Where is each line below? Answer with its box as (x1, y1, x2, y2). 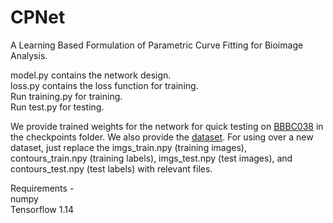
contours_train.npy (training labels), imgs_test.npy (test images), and (10, 152, 293, 164)
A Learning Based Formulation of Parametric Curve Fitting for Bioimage (10, 39, 304, 51)
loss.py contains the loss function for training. (10, 79, 199, 91)
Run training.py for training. (10, 90, 123, 102)
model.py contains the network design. (10, 69, 172, 81)
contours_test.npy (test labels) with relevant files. (10, 162, 213, 175)
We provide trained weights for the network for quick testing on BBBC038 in (10, 120, 324, 132)
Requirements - (10, 182, 75, 194)
